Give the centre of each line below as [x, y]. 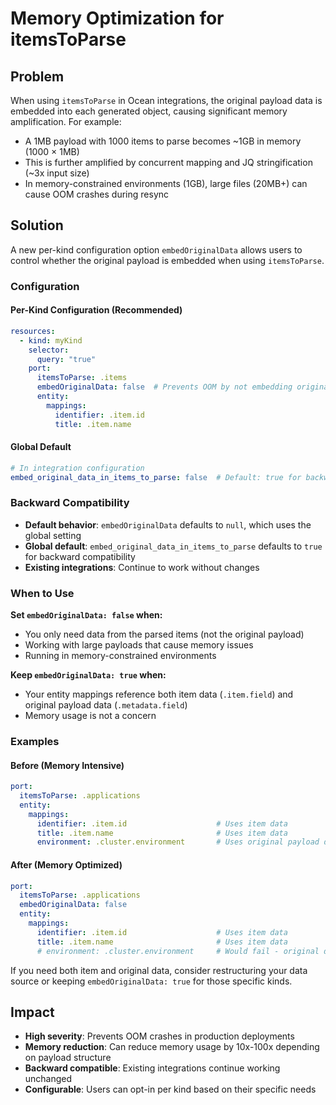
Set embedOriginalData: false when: [86, 615]
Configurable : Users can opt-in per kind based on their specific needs [170, 1089]
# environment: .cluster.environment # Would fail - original [178, 951]
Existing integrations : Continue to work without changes [142, 567]
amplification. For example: [66, 121]
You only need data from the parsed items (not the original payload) [164, 634]
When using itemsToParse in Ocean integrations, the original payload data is [166, 100]
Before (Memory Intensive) [67, 765]
